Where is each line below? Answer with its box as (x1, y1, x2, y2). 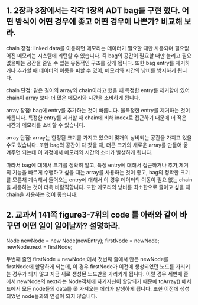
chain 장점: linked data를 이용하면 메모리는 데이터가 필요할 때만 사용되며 (6, 44, 174, 51)
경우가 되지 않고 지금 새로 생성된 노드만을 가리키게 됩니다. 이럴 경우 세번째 (12, 270, 183, 277)
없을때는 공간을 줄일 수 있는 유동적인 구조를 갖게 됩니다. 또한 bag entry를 (6, 59, 174, 66)
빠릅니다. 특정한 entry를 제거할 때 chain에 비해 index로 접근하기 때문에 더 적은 (6, 114, 187, 121)
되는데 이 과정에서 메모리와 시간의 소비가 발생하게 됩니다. (21, 148, 153, 155)
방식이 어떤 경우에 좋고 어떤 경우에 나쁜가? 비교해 (15, 17, 183, 27)
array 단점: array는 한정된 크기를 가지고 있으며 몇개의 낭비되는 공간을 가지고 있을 (6, 134, 192, 141)
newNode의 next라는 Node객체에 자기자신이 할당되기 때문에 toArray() (17, 277, 181, 285)
